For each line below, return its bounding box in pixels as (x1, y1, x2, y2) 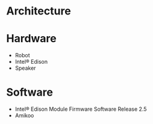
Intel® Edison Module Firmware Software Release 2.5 (14, 105, 147, 113)
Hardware (6, 32, 57, 46)
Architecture (6, 4, 71, 18)
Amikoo (14, 112, 34, 119)
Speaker (14, 64, 36, 72)
